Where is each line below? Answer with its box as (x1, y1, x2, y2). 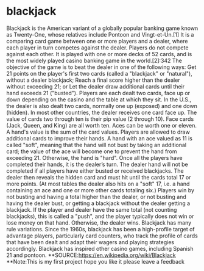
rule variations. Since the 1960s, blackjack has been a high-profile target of (6, 225, 195, 233)
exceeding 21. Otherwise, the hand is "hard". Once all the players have (6, 154, 183, 161)
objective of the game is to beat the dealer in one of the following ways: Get (6, 63, 197, 71)
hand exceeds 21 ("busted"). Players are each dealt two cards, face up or (6, 89, 191, 96)
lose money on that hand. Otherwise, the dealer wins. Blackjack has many (6, 219, 192, 226)
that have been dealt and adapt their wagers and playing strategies (6, 238, 175, 245)
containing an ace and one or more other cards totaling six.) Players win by (6, 186, 195, 193)
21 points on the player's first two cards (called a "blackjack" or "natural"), (6, 70, 193, 77)
